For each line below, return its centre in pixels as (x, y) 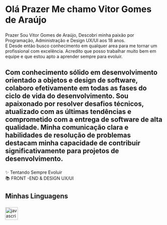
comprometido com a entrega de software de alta (84, 119)
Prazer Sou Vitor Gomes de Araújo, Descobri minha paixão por (70, 35)
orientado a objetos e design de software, (71, 80)
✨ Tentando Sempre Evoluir (34, 172)
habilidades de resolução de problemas (68, 135)
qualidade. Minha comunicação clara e (67, 127)
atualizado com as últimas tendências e (68, 111)
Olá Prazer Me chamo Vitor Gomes (78, 9)
